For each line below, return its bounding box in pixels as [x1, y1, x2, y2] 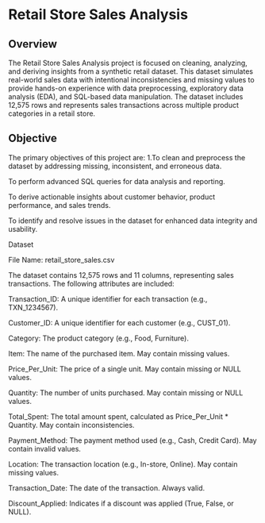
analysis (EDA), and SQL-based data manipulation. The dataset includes [8, 92, 244, 101]
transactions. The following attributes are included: [8, 279, 175, 288]
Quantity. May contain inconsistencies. [8, 420, 135, 429]
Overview [8, 37, 58, 51]
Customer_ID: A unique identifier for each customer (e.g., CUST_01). [8, 317, 231, 327]
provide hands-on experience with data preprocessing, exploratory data [8, 83, 244, 93]
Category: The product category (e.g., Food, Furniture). [8, 333, 189, 343]
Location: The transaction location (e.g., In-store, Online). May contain [8, 459, 238, 469]
